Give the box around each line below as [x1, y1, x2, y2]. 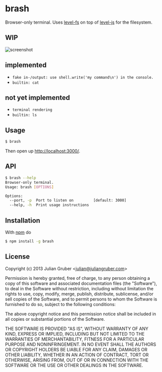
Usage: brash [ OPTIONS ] [5, 184, 54, 190]
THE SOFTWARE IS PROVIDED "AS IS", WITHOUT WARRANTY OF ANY [5, 326, 149, 332]
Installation [5, 216, 40, 225]
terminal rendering [12, 107, 53, 112]
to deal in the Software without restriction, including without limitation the [5, 285, 154, 291]
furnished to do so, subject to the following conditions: [5, 301, 116, 307]
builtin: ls [12, 113, 37, 118]
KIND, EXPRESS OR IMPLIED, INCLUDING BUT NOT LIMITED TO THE [5, 331, 145, 337]
